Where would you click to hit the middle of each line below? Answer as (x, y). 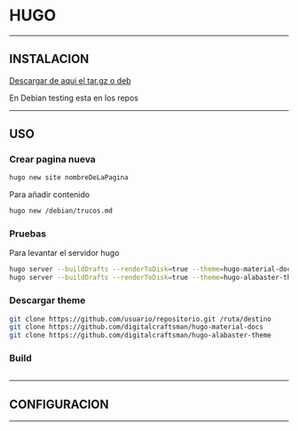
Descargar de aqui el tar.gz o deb (70, 80)
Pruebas (28, 234)
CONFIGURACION (59, 404)
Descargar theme (47, 300)
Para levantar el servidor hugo (64, 253)
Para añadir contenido (50, 195)
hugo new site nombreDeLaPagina (69, 178)
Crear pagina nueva (52, 159)
